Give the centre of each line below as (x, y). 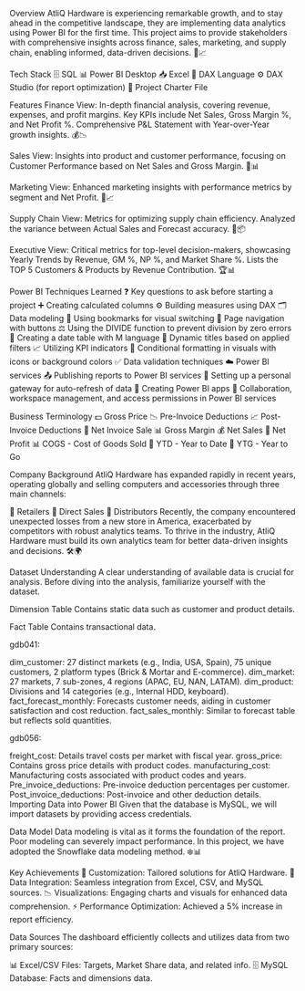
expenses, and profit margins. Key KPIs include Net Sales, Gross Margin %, (150, 115)
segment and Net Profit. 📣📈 (62, 197)
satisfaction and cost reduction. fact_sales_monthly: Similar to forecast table (152, 710)
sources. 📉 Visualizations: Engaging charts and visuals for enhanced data (148, 892)
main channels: (38, 494)
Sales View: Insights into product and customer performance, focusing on (148, 156)
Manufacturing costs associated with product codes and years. (128, 775)
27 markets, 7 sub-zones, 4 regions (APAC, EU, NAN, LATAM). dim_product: (152, 682)
